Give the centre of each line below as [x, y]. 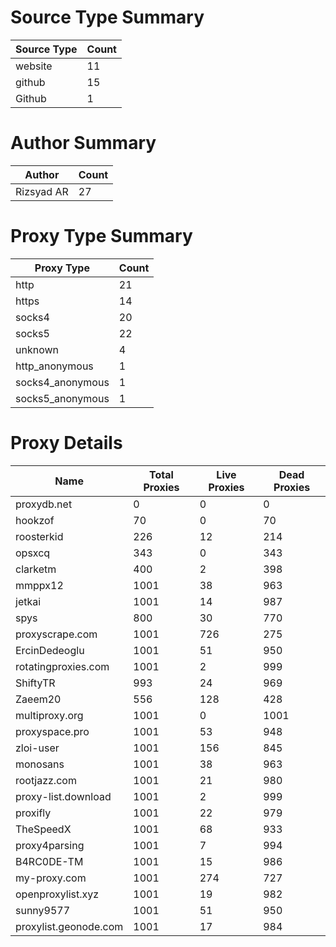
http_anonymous [54, 366]
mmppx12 [39, 585]
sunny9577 [43, 910]
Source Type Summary [107, 17]
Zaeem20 [38, 699]
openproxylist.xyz [57, 894]
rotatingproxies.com [62, 666]
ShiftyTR [35, 683]
